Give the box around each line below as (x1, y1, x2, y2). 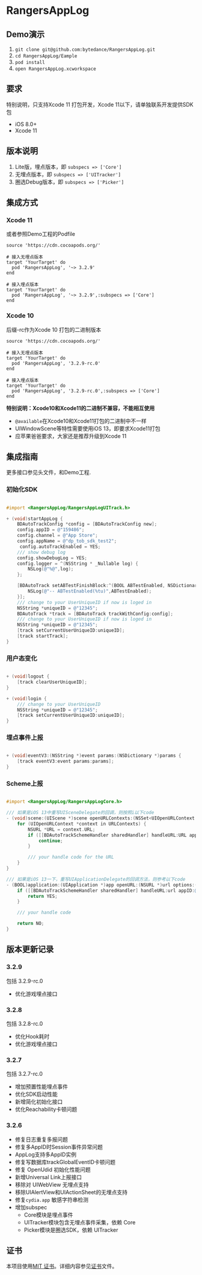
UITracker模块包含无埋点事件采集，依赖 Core (23, 1218, 136, 1226)
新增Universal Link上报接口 (14, 1173, 82, 1180)
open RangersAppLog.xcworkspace (14, 66, 96, 72)
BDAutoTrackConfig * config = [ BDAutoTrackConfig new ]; (17, 521, 158, 527)
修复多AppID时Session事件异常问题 (14, 1143, 103, 1150)
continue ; (38, 838, 63, 844)
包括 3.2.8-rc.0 (6, 1020, 43, 1027)
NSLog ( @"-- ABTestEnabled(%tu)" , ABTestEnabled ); (28, 588, 152, 594)
